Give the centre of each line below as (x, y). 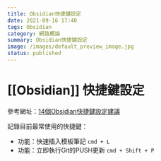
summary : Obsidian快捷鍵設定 (48, 40)
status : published (34, 54)
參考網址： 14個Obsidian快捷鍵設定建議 (64, 111)
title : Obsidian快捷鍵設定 (44, 14)
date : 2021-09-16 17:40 (42, 20)
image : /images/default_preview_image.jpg (71, 47)
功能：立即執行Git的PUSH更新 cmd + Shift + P (86, 150)
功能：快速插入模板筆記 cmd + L (64, 141)
